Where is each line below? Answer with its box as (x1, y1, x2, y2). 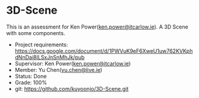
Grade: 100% (14, 78, 48, 86)
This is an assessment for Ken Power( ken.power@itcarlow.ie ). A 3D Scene (6, 23, 189, 30)
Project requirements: (14, 41, 69, 48)
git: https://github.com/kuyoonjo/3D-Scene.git (14, 85, 129, 92)
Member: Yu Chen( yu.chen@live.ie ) (14, 66, 102, 73)
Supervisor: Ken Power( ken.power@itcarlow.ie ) (14, 60, 131, 67)
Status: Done (14, 72, 47, 80)
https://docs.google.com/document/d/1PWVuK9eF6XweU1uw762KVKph (14, 47, 193, 54)
